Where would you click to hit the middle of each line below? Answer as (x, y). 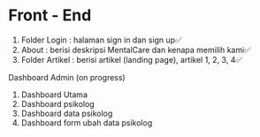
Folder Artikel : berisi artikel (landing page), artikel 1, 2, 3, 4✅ (131, 59)
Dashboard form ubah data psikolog (87, 122)
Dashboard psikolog (57, 103)
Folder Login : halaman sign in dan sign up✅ (101, 40)
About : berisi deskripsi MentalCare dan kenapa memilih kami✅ (136, 49)
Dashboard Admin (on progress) (67, 77)
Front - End (50, 15)
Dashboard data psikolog (67, 113)
